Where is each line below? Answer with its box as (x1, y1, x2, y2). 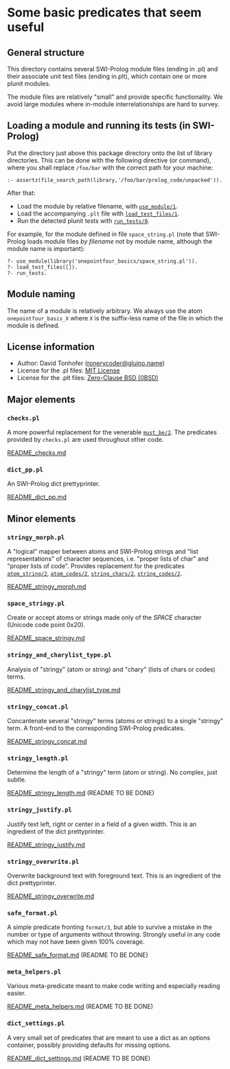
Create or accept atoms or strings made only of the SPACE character (7, 613, 202, 622)
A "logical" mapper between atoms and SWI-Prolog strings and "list (7, 548, 199, 556)
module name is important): (7, 244, 85, 252)
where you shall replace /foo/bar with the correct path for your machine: (7, 163, 214, 172)
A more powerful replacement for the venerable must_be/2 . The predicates (7, 428, 218, 436)
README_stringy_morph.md (7, 583, 87, 591)
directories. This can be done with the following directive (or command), (7, 156, 211, 164)
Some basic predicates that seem (7, 5, 202, 21)
